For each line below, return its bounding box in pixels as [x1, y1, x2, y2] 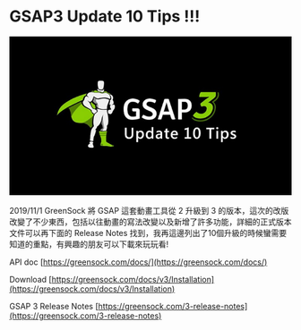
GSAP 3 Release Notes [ [9, 300, 99, 311]
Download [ [9, 274, 52, 284]
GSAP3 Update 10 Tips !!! [9, 6, 201, 27]
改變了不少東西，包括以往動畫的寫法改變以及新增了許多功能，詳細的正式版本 [9, 216, 292, 227]
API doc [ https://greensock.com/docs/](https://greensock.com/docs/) [9, 257, 268, 267]
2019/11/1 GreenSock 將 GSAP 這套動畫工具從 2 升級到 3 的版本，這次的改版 [9, 205, 289, 216]
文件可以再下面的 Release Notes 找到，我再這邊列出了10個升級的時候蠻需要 [9, 227, 288, 238]
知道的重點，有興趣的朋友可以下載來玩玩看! [9, 239, 169, 250]
